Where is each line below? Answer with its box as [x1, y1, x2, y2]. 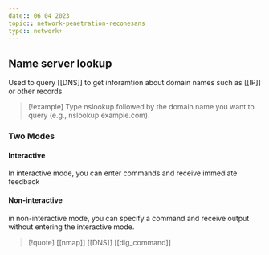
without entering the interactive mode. [8, 222, 135, 232]
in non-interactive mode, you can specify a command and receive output [8, 213, 250, 223]
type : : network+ [8, 27, 63, 35]
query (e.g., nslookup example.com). [27, 110, 150, 121]
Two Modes [8, 130, 55, 142]
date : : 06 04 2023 [8, 11, 70, 20]
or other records [8, 86, 63, 97]
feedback [8, 177, 40, 187]
